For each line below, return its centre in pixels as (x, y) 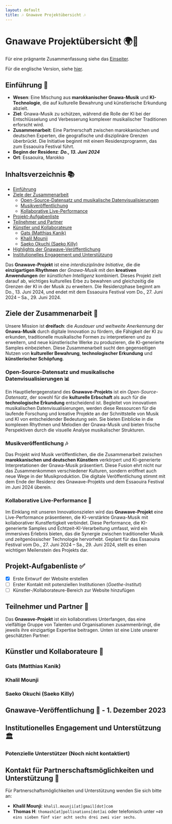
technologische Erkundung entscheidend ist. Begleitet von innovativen (81, 403)
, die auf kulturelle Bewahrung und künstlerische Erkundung (103, 103)
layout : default (23, 10)
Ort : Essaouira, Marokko (39, 158)
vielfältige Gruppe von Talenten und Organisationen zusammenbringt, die (83, 624)
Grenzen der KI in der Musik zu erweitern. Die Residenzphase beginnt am (83, 287)
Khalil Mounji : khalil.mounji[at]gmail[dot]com (63, 806)
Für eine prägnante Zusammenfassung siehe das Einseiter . (67, 59)
